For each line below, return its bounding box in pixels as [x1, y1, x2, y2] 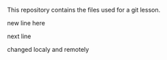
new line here [7, 19, 46, 27]
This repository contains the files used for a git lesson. [7, 6, 161, 14]
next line [7, 32, 31, 40]
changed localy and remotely [7, 46, 90, 53]
